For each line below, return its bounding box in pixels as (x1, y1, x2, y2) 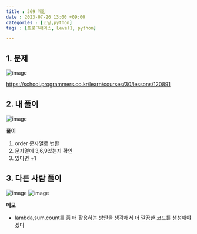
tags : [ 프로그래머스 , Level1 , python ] (6, 25, 96, 31)
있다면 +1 (14, 154, 36, 162)
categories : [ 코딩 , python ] (6, 19, 72, 25)
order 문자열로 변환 (14, 139, 60, 147)
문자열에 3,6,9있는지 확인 (14, 147, 73, 154)
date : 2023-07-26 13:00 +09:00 (6, 14, 85, 20)
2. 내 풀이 (6, 99, 39, 109)
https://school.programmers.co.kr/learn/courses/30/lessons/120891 (6, 81, 171, 88)
